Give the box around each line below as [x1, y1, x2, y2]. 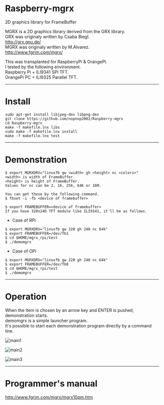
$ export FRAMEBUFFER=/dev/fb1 [5, 231, 69, 236]
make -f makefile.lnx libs [5, 125, 60, 130]
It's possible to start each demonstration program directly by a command [5, 323, 152, 328]
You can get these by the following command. [5, 191, 99, 197]
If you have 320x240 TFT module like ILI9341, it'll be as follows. [5, 208, 147, 214]
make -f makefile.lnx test [5, 133, 60, 138]
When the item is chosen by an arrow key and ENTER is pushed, [5, 307, 134, 313]
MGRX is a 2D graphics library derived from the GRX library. [5, 28, 125, 34]
